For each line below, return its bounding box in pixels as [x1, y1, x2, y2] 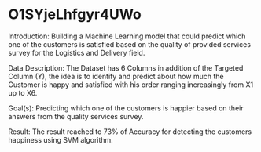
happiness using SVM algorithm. [8, 135, 114, 144]
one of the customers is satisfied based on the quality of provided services [8, 39, 252, 49]
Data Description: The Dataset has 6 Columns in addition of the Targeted [8, 63, 244, 72]
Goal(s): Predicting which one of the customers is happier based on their [8, 103, 244, 113]
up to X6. [8, 88, 38, 97]
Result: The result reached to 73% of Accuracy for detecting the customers [8, 127, 252, 136]
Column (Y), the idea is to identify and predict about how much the [8, 71, 224, 81]
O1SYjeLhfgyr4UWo [8, 5, 142, 24]
